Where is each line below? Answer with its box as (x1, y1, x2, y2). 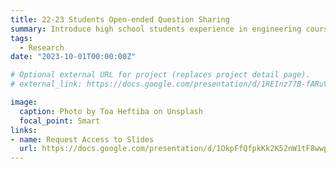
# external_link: (10, 79, 83, 90)
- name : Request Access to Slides (10, 134, 155, 145)
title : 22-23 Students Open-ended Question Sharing (10, 14, 230, 25)
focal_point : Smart (19, 116, 101, 126)
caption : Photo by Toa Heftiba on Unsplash (19, 106, 203, 116)
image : (10, 97, 38, 107)
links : (10, 125, 38, 135)
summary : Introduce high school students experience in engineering (10, 24, 302, 34)
